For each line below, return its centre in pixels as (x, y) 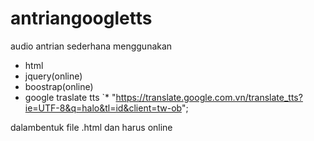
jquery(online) (53, 76)
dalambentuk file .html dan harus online (91, 127)
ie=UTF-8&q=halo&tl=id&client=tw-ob (103, 108)
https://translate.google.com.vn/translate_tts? (209, 97)
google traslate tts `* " (70, 97)
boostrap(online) (59, 86)
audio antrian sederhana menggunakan (91, 46)
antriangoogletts (81, 18)
